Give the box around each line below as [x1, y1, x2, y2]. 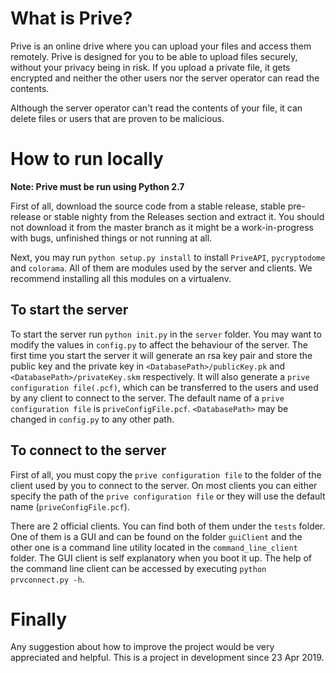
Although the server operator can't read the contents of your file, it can [10, 102, 303, 114]
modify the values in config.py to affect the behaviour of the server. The [10, 338, 308, 351]
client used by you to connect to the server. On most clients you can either [10, 479, 318, 491]
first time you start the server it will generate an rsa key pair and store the [10, 349, 313, 361]
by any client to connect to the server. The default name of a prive [10, 392, 285, 404]
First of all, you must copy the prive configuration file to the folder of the [10, 468, 322, 481]
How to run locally [10, 148, 164, 171]
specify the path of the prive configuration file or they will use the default [10, 490, 326, 502]
